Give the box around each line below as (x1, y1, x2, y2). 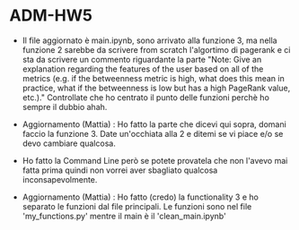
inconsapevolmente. (22, 174, 98, 184)
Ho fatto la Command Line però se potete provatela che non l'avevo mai (22, 155, 288, 166)
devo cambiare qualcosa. (22, 138, 117, 149)
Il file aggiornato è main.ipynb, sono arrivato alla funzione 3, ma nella (22, 35, 277, 46)
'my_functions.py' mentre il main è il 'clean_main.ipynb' (22, 210, 226, 221)
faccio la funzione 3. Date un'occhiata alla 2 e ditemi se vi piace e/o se (22, 128, 284, 139)
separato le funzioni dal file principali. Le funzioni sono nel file (22, 200, 252, 211)
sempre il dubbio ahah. (22, 101, 108, 112)
